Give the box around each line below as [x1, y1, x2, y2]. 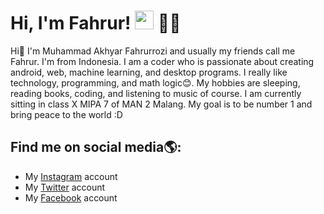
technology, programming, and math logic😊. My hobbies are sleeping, [10, 76, 301, 89]
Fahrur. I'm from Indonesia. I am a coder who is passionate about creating [10, 55, 315, 67]
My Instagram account [24, 170, 118, 182]
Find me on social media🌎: [10, 139, 182, 156]
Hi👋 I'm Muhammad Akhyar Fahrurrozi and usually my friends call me [10, 45, 296, 57]
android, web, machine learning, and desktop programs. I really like [10, 66, 288, 78]
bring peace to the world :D [10, 108, 123, 120]
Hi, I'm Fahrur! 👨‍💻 [10, 12, 182, 35]
